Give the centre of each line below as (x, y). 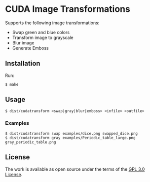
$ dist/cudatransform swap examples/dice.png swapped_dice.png (72, 133)
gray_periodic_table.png (31, 142)
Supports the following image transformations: (52, 23)
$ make (12, 84)
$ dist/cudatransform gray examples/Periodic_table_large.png (70, 138)
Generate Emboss (30, 48)
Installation (23, 63)
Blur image (23, 42)
